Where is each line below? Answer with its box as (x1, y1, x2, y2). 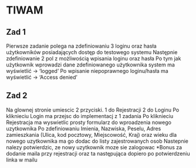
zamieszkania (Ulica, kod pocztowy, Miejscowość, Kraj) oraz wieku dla (6, 131, 177, 138)
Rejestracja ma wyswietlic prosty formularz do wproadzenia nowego (6, 119, 172, 126)
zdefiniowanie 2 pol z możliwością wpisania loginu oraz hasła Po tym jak (6, 55, 181, 62)
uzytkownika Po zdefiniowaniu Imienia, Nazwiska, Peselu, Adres (6, 125, 161, 132)
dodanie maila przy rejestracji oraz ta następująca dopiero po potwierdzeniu (6, 150, 190, 157)
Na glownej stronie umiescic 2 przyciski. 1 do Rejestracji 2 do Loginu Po (6, 106, 180, 113)
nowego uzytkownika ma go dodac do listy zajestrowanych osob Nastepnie (6, 137, 189, 145)
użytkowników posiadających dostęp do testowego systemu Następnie (6, 49, 178, 56)
